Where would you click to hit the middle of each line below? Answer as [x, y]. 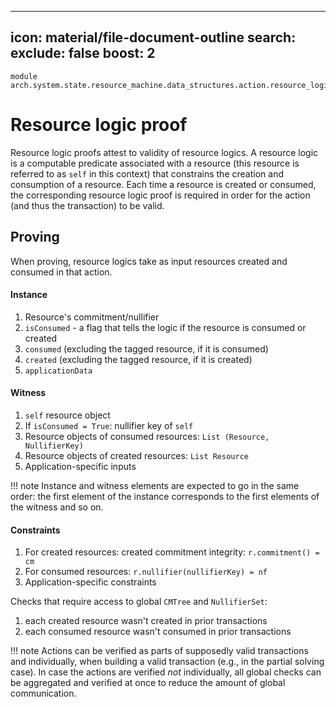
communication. [43, 693]
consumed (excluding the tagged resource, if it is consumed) [146, 348]
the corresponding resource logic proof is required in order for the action [160, 195]
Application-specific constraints [90, 582]
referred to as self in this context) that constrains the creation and [147, 173]
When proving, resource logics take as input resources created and [149, 261]
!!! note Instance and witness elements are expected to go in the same [155, 485]
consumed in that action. [61, 272]
